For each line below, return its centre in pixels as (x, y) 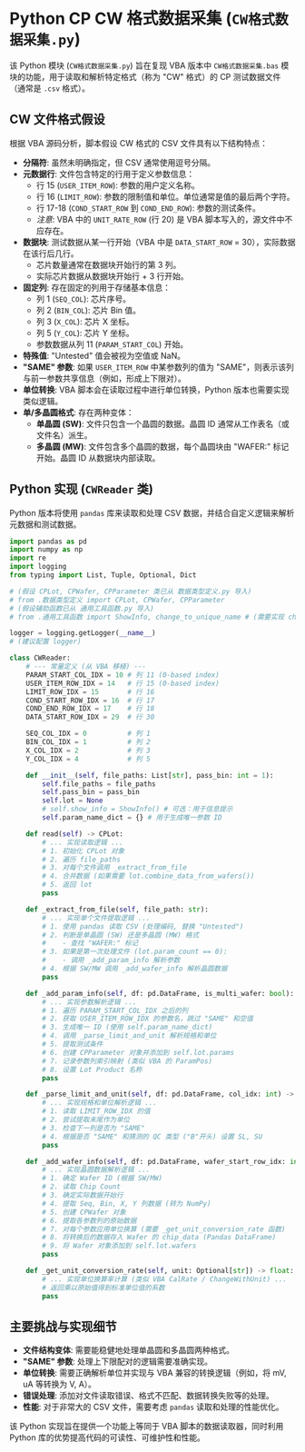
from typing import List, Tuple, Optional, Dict (103, 575)
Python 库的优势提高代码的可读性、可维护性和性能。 (108, 1437)
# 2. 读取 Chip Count (81, 1187)
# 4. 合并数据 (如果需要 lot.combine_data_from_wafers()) (148, 876)
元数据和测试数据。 (45, 524)
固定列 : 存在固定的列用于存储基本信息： (96, 287)
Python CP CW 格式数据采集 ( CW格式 (142, 19)
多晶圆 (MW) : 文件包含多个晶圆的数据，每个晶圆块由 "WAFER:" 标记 (162, 446)
